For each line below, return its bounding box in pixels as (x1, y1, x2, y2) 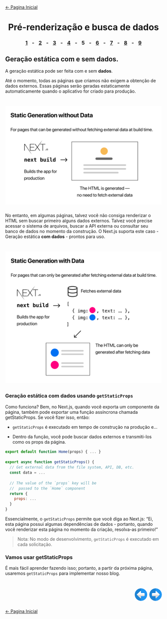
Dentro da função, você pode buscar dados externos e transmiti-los (12, 433, 152, 440)
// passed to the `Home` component (9, 486, 85, 491)
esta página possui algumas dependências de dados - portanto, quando (5, 521, 153, 527)
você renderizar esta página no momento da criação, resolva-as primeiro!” (5, 526, 158, 532)
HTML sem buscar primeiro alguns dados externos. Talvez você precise (5, 218, 153, 224)
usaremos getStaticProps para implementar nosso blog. (5, 570, 120, 577)
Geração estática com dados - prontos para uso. (5, 234, 105, 240)
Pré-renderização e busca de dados (8, 22, 159, 33)
